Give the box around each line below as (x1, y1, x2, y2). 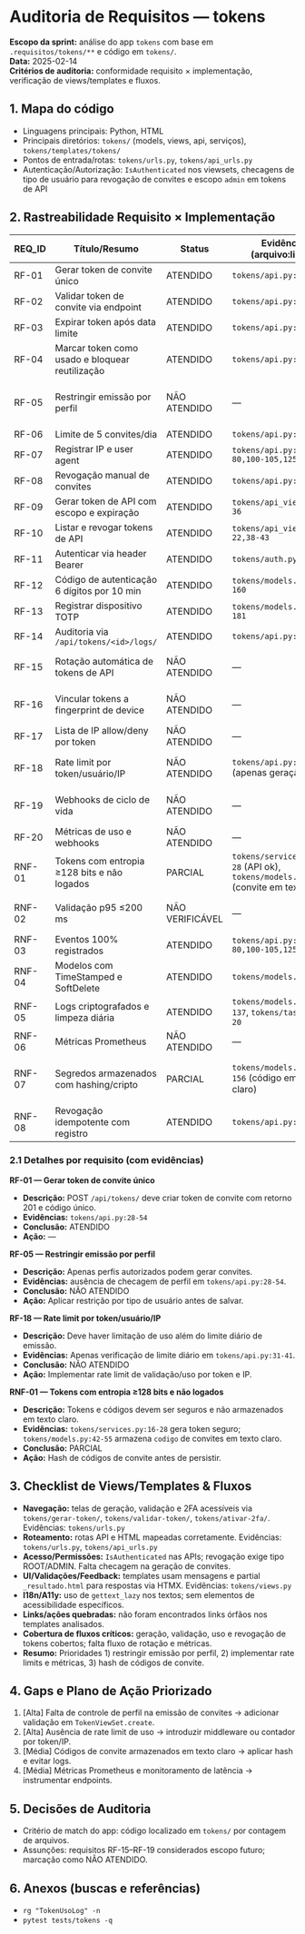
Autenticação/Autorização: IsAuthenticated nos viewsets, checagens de (22, 163, 295, 174)
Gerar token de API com (54, 495, 157, 508)
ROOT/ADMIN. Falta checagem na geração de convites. (22, 1560, 231, 1572)
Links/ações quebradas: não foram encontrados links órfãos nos (22, 1609, 268, 1620)
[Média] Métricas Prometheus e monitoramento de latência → (22, 1765, 253, 1776)
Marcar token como (54, 341, 139, 354)
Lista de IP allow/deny (54, 724, 149, 736)
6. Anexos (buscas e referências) (9, 1880, 202, 1896)
